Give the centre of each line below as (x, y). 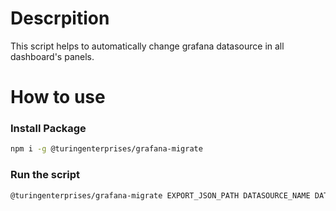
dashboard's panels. (52, 56)
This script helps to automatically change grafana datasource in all (147, 46)
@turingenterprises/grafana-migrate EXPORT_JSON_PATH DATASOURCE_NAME (160, 195)
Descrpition (60, 18)
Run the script (45, 175)
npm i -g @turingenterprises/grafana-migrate (106, 149)
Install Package (48, 129)
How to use (58, 97)
